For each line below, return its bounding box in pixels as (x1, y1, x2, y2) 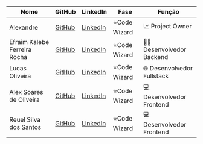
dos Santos (9, 123, 41, 131)
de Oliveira (9, 95, 40, 104)
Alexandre (9, 23, 38, 31)
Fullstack (143, 72, 169, 80)
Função (157, 8, 180, 16)
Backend (143, 53, 169, 61)
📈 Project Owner (143, 22, 192, 30)
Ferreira (9, 45, 32, 54)
